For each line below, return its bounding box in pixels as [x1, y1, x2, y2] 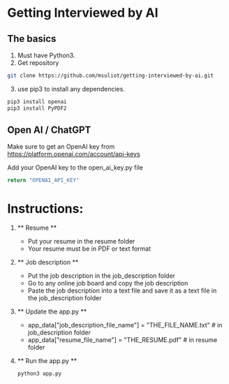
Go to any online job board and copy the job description [27, 279, 189, 288]
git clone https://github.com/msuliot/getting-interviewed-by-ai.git [7, 72, 214, 79]
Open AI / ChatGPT [7, 124, 91, 136]
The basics [7, 33, 57, 45]
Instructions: [7, 200, 84, 216]
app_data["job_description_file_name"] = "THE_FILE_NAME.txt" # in [27, 321, 223, 330]
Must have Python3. [17, 51, 75, 59]
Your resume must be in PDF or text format [27, 244, 152, 253]
